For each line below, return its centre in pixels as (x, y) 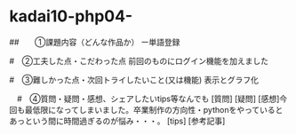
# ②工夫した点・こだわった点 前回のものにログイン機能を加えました (139, 60)
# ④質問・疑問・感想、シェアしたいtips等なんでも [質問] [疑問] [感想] (148, 99)
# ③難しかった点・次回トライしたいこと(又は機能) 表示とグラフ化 (134, 79)
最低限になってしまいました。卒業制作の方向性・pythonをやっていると (154, 109)
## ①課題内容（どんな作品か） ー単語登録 (95, 42)
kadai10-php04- (71, 16)
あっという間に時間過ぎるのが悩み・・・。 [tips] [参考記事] (117, 121)
